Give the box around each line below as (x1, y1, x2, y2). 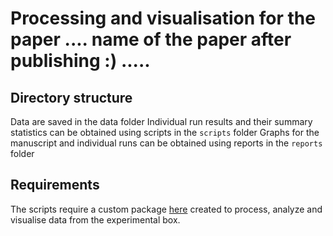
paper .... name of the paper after (10, 28, 292, 51)
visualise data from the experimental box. (10, 213, 181, 226)
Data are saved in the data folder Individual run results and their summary (10, 116, 313, 127)
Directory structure (10, 89, 133, 106)
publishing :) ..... (10, 50, 151, 72)
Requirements (10, 177, 100, 194)
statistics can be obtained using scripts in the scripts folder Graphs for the (10, 127, 320, 138)
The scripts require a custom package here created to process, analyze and (10, 203, 323, 215)
